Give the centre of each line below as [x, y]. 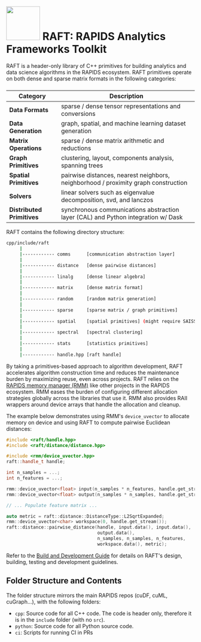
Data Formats [29, 110]
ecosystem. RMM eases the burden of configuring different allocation [92, 391]
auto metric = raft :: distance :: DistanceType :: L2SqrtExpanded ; [85, 516]
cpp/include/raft [28, 243]
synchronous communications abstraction [120, 210]
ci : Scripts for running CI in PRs [54, 632]
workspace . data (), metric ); [132, 544]
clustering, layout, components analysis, [117, 158]
